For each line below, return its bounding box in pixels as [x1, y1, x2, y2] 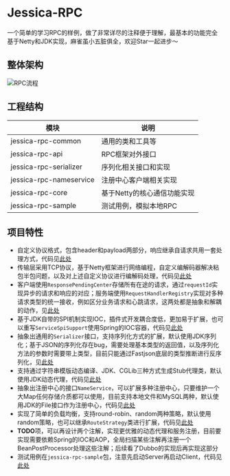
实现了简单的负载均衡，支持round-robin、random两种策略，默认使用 [16, 410, 211, 418]
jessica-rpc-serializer [10, 162, 82, 172]
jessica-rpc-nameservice [10, 174, 95, 184]
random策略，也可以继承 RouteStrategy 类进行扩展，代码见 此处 [16, 418, 194, 426]
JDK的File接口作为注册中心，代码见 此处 [23, 401, 136, 409]
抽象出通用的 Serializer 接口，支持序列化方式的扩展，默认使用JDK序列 [16, 332, 216, 340]
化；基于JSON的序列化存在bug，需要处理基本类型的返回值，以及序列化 [16, 341, 220, 349]
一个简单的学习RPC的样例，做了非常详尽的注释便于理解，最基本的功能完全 [7, 28, 218, 37]
